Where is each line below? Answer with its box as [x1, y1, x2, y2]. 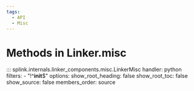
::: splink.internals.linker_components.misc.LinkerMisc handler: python [6, 66, 182, 73]
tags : [6, 8, 20, 15]
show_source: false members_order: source [6, 79, 116, 86]
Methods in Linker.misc [6, 46, 127, 60]
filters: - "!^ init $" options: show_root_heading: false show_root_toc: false [6, 72, 188, 80]
